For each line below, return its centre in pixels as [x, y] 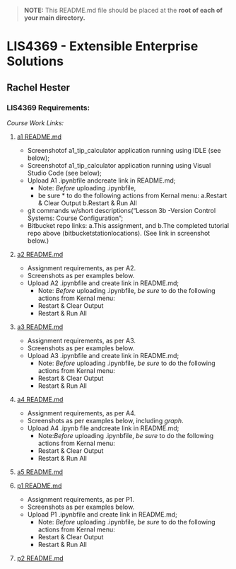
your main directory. [54, 18]
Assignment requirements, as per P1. [81, 499]
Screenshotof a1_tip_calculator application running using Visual [119, 165]
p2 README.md [40, 558]
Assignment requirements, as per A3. [81, 340]
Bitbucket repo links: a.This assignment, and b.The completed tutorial [128, 225]
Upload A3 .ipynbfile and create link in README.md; [103, 355]
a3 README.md [40, 327]
